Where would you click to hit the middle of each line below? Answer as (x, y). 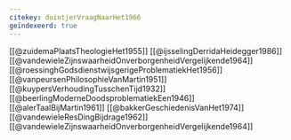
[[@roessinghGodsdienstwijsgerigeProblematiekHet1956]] (116, 70)
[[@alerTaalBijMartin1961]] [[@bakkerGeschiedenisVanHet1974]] (127, 107)
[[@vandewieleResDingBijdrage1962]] (79, 117)
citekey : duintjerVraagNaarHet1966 (75, 17)
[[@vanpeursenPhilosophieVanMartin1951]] (88, 79)
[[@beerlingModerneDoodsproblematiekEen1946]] (102, 97)
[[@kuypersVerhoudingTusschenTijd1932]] (88, 89)
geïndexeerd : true (43, 26)
